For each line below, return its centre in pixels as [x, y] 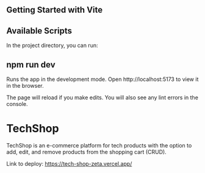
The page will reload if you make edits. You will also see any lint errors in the [102, 97]
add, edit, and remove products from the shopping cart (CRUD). [86, 152]
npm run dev [31, 64]
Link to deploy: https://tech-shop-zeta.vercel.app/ [69, 163]
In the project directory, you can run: [52, 46]
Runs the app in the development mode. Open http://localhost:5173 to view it [103, 79]
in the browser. [25, 86]
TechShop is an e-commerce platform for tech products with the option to [99, 145]
